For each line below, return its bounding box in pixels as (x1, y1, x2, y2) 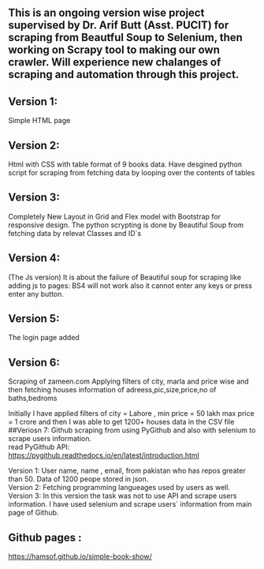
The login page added (8, 333, 80, 343)
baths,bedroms (8, 394, 58, 403)
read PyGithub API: (8, 442, 70, 452)
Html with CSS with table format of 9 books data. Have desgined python (8, 159, 243, 169)
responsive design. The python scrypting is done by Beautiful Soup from (8, 220, 244, 230)
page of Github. (8, 508, 59, 518)
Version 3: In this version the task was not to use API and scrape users (8, 491, 237, 500)
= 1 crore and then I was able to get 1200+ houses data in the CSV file (8, 417, 235, 427)
